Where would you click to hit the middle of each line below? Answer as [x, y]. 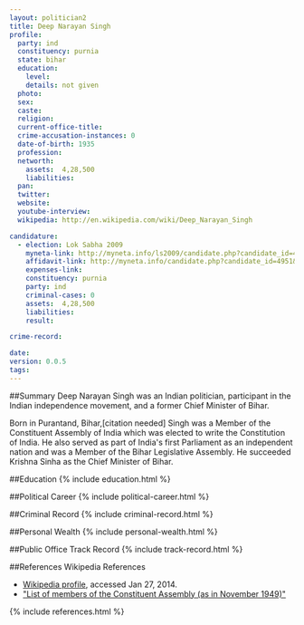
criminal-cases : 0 [60, 295]
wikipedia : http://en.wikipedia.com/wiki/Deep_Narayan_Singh [135, 220]
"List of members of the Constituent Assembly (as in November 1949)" [154, 593]
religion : [36, 119]
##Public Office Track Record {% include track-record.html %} [126, 549]
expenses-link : [54, 270]
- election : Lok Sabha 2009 [71, 245]
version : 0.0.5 [38, 362]
